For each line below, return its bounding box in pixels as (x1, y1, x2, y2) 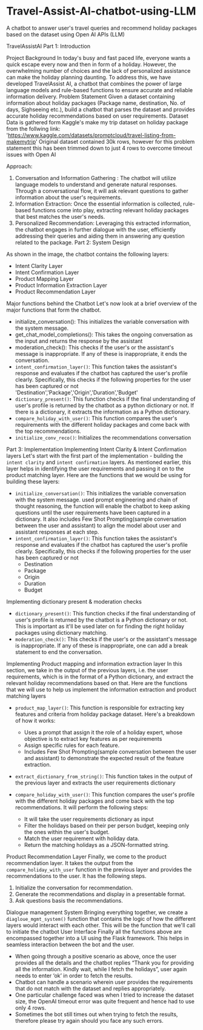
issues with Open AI (6, 150, 56, 158)
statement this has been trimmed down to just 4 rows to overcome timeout (6, 144, 193, 152)
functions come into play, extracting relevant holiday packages (32, 206, 189, 213)
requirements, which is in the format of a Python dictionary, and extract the (6, 673, 194, 680)
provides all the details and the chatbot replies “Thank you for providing (15, 959, 195, 966)
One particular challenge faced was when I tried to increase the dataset (15, 991, 194, 998)
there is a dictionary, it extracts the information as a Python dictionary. (15, 408, 191, 415)
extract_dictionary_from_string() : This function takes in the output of (15, 772, 193, 780)
